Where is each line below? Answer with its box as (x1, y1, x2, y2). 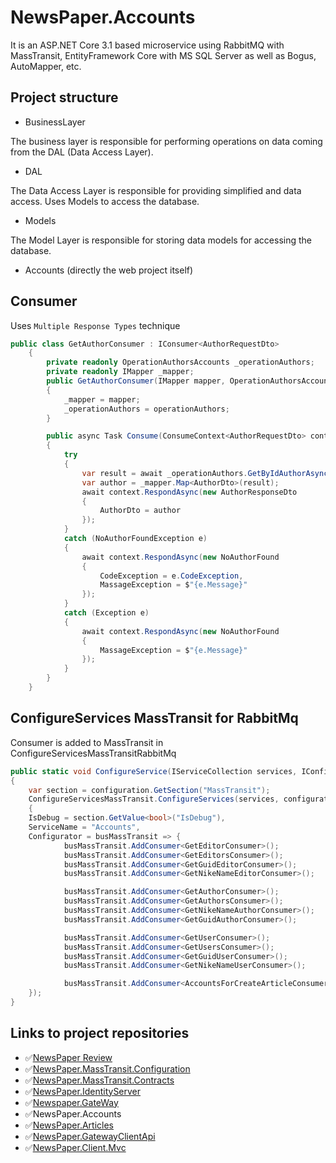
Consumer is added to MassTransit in (10, 736, 164, 748)
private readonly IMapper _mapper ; (46, 367, 195, 377)
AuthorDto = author (99, 506, 182, 516)
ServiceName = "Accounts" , (28, 822, 141, 832)
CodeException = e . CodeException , (99, 571, 244, 581)
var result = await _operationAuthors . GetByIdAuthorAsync (81, 468, 329, 478)
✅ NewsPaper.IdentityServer (24, 1085, 142, 1097)
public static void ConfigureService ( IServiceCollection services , (10, 766, 298, 776)
